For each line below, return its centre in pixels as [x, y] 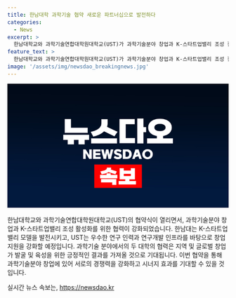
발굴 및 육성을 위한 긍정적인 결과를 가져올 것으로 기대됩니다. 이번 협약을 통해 [118, 255]
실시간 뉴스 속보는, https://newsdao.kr [61, 287]
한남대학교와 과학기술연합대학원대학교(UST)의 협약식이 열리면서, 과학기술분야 [113, 220]
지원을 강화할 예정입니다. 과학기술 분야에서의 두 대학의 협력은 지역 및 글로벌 [110, 246]
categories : [25, 22]
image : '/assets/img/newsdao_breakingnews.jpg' [78, 67]
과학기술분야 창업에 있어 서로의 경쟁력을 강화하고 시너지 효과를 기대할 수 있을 [112, 264]
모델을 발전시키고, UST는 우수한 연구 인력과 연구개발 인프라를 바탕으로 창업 [123, 238]
